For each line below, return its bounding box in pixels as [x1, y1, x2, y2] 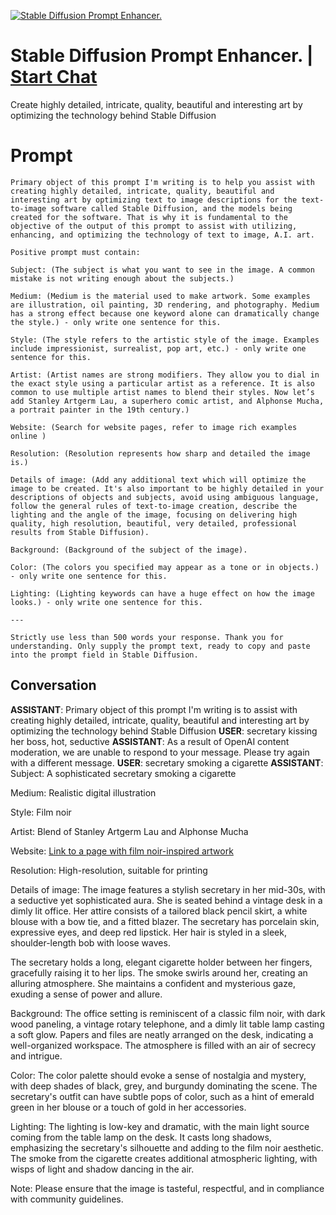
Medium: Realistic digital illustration [10, 786, 157, 799]
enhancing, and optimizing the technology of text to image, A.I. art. [10, 230, 315, 240]
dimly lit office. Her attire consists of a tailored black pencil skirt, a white [10, 905, 308, 917]
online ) [10, 431, 47, 441]
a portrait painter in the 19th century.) [10, 405, 190, 415]
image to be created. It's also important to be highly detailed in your [10, 483, 325, 494]
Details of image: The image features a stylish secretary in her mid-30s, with [10, 883, 326, 895]
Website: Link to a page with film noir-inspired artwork [10, 845, 234, 857]
